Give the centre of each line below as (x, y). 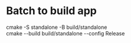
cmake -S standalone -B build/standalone (57, 27)
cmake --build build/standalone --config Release (65, 33)
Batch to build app (52, 11)
